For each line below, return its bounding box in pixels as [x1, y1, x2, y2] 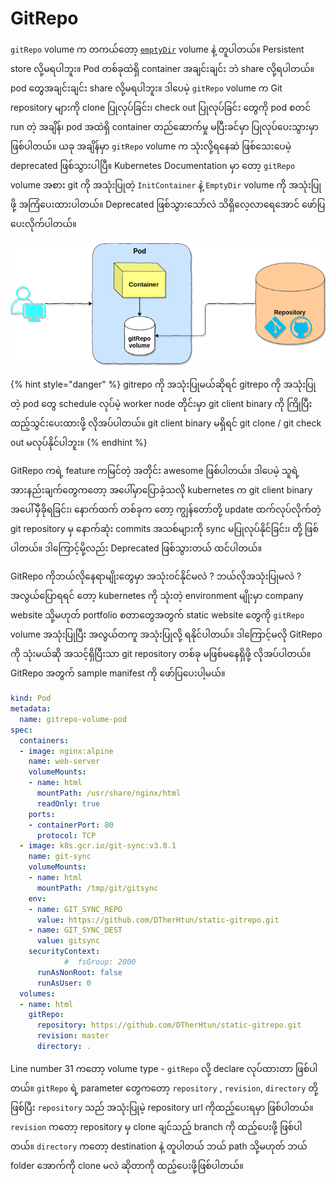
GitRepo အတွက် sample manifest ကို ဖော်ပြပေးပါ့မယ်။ [10, 667, 226, 679]
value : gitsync [36, 936, 101, 946]
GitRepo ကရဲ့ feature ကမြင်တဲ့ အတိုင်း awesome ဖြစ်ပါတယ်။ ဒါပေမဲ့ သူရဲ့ [10, 465, 300, 477]
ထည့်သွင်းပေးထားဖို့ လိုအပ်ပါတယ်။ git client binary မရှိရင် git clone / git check [10, 417, 322, 429]
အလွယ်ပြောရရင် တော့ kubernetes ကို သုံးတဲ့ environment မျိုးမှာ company [10, 590, 304, 602]
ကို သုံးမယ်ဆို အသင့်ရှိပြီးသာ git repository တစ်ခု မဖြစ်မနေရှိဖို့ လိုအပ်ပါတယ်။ [10, 648, 312, 660]
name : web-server [28, 757, 101, 767]
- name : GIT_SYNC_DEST [28, 925, 123, 936]
